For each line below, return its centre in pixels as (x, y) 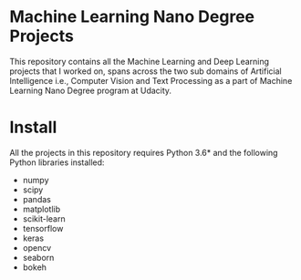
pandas (37, 199)
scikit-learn (44, 218)
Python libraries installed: (57, 162)
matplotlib (42, 209)
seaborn (38, 257)
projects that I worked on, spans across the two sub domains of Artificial (145, 71)
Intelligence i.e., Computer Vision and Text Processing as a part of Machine (151, 80)
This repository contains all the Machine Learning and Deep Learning (140, 61)
